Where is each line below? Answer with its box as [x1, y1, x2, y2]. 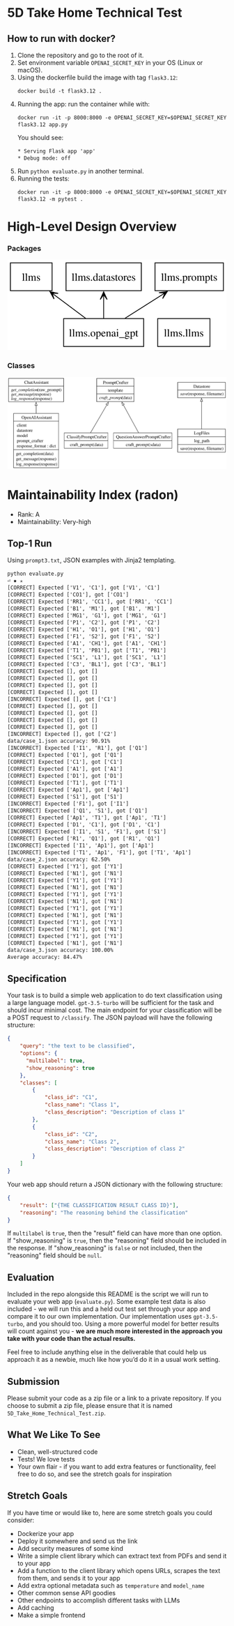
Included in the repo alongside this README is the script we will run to [7, 1290, 209, 1298]
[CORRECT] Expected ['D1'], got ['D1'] [7, 772, 123, 780]
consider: [7, 1516, 35, 1524]
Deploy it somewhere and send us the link [17, 1537, 138, 1545]
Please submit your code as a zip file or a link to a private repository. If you [7, 1394, 221, 1402]
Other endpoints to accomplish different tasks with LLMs [17, 1596, 180, 1604]
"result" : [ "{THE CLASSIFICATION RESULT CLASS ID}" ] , [19, 1202, 179, 1209]
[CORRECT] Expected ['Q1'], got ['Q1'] [7, 751, 123, 759]
